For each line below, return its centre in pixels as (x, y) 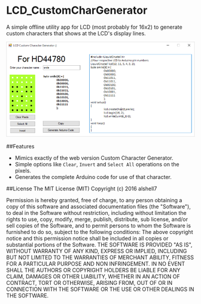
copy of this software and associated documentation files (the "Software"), (99, 206)
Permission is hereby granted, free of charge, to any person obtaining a (94, 200)
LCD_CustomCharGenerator (77, 10)
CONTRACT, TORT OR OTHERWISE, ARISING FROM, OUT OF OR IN (89, 283)
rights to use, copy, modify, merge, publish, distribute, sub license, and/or (97, 220)
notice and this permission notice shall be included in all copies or (87, 238)
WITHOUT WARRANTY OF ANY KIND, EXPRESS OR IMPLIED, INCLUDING (97, 251)
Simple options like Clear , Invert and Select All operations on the (97, 165)
